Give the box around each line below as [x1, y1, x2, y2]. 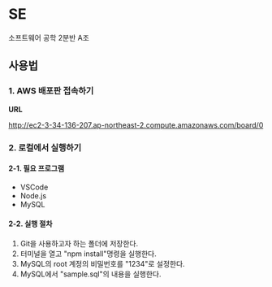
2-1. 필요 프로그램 [8, 163, 65, 173]
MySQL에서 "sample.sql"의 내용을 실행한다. [19, 269, 162, 279]
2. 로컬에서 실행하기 [8, 141, 82, 153]
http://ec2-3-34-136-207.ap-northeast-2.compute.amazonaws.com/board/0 [8, 120, 264, 130]
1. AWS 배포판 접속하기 [8, 85, 94, 97]
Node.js [19, 190, 47, 200]
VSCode [19, 182, 49, 192]
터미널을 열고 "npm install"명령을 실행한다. [19, 249, 157, 259]
